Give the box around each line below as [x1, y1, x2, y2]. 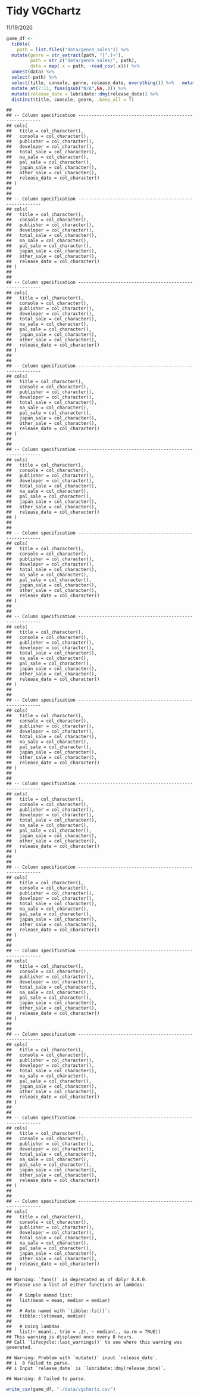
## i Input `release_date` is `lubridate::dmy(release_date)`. [6, 1365, 167, 1372]
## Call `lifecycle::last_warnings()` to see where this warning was [6, 1340, 183, 1345]
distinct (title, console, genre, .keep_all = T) [11, 97, 135, 103]
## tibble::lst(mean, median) [6, 1313, 86, 1319]
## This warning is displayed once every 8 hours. [6, 1334, 135, 1340]
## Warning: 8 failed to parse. [6, 1376, 86, 1382]
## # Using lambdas [6, 1323, 60, 1330]
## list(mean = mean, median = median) [6, 1298, 111, 1304]
